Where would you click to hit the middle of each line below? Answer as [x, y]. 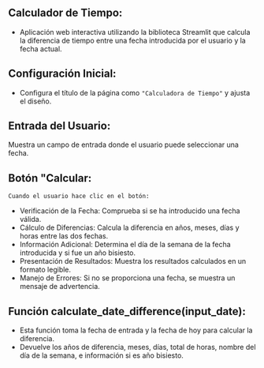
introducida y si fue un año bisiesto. [78, 253]
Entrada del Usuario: [59, 126]
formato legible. [45, 270]
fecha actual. [41, 49]
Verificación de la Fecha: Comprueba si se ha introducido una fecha [130, 211]
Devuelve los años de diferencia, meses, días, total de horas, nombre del [138, 347]
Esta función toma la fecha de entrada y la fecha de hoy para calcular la [136, 330]
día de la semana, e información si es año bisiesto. [101, 355]
